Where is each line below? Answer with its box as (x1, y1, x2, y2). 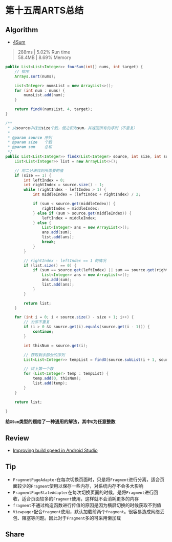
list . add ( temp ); (32, 380, 68, 386)
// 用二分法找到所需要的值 (14, 168, 63, 173)
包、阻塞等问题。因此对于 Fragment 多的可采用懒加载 (12, 515, 121, 521)
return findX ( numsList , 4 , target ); (14, 107, 93, 112)
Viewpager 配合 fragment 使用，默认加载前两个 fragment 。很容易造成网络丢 (12, 509, 165, 514)
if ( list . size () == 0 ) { (24, 263, 77, 268)
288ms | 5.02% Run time (17, 49, 71, 55)
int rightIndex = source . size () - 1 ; (24, 183, 104, 188)
